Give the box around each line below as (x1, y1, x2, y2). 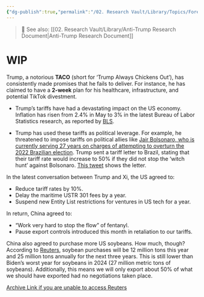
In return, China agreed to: (6, 210, 72, 217)
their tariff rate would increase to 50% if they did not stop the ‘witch (15, 155, 185, 162)
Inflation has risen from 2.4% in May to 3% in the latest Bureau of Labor (15, 111, 195, 118)
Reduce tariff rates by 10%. (15, 185, 84, 192)
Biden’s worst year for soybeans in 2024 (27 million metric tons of (6, 259, 171, 266)
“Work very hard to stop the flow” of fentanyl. (15, 221, 129, 228)
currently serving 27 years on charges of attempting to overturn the (15, 142, 185, 149)
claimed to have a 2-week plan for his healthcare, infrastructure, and (6, 86, 179, 94)
